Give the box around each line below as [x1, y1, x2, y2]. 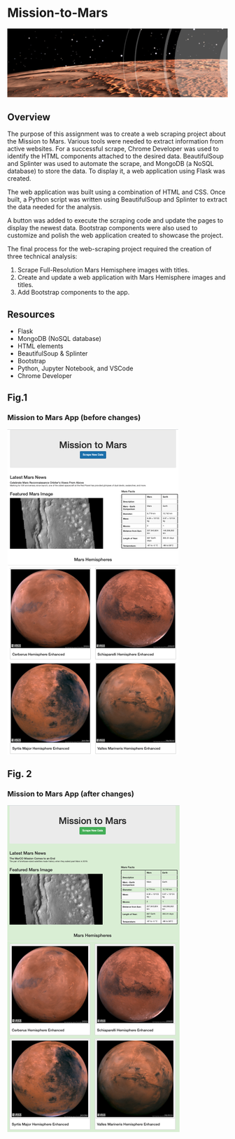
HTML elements [17, 342, 64, 351]
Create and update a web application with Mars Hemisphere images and [17, 273, 226, 281]
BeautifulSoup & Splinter [17, 349, 88, 358]
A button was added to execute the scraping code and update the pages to [7, 216, 224, 225]
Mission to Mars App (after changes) [7, 789, 134, 799]
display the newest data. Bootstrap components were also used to [7, 224, 198, 232]
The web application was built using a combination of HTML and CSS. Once [7, 188, 226, 197]
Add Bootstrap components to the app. [17, 288, 130, 297]
